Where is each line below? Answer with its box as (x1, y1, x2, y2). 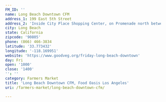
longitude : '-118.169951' (5, 48, 58, 53)
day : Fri (5, 58, 23, 63)
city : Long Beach (5, 26, 41, 31)
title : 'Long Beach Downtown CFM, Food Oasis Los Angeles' (5, 80, 129, 85)
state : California (5, 30, 43, 35)
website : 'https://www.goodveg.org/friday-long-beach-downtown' (5, 53, 140, 58)
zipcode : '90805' (5, 35, 41, 40)
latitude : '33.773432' (5, 44, 52, 49)
